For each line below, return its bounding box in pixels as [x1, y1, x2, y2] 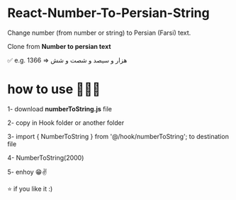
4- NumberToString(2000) [7, 153, 84, 162]
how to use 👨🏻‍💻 [7, 82, 101, 97]
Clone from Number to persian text [7, 42, 111, 50]
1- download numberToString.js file [7, 104, 112, 113]
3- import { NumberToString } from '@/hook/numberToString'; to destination [7, 132, 229, 140]
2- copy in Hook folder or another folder [7, 118, 125, 127]
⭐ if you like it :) [7, 184, 53, 193]
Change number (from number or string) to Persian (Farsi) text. [7, 28, 191, 37]
